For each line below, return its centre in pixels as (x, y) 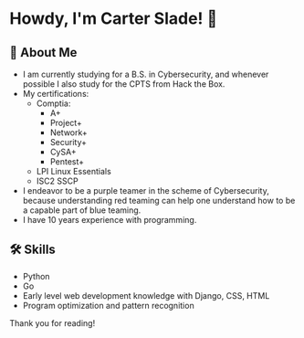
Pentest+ (67, 162)
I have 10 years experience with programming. (110, 220)
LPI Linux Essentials (73, 171)
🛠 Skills (33, 250)
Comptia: (53, 103)
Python (36, 276)
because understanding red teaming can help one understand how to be (159, 201)
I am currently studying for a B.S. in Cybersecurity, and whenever (146, 74)
